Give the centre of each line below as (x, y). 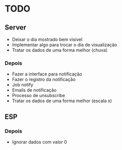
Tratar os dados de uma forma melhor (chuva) (60, 50)
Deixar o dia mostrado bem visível (47, 39)
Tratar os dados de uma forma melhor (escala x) (62, 101)
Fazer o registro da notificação (44, 80)
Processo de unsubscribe (38, 96)
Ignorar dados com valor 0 (39, 142)
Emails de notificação (34, 90)
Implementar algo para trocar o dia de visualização (65, 45)
